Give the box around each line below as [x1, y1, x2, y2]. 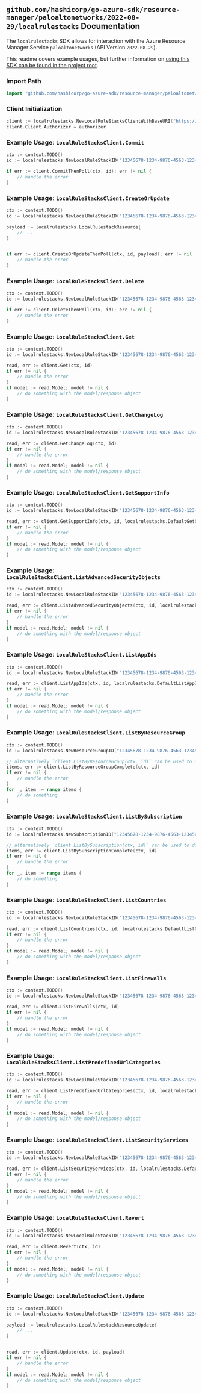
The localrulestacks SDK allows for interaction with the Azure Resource [6, 37, 186, 45]
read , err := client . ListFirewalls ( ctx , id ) [6, 1004, 120, 1010]
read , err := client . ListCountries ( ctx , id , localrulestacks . [6, 925, 165, 932]
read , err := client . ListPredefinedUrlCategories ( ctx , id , [6, 1088, 158, 1094]
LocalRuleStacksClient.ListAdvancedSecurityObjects [6, 574, 161, 581]
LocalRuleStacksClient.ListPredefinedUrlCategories [6, 1059, 161, 1066]
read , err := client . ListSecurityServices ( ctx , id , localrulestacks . [6, 1166, 185, 1172]
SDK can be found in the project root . [6, 61, 99, 69]
